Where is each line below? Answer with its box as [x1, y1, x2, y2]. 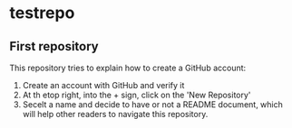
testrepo [9, 3, 75, 23]
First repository [9, 39, 99, 54]
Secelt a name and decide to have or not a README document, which [22, 99, 284, 110]
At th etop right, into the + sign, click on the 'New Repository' [22, 89, 251, 100]
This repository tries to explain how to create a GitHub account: [9, 62, 247, 73]
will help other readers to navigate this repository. [22, 109, 209, 119]
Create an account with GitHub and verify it [22, 80, 185, 90]
